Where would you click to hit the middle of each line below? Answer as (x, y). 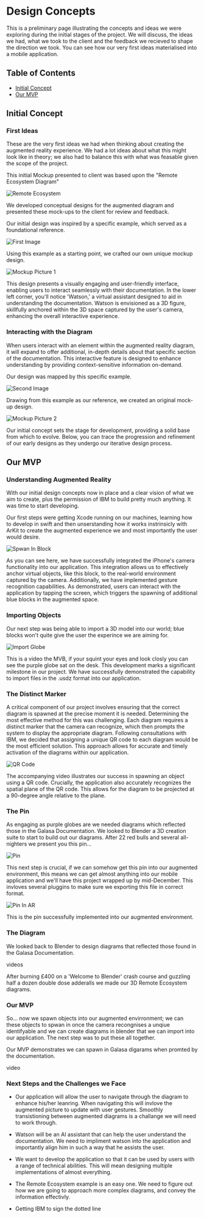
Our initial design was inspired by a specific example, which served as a (97, 224)
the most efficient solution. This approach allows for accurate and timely (97, 746)
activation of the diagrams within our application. (68, 752)
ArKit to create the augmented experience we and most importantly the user (102, 531)
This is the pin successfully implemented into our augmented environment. (100, 917)
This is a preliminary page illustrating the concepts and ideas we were (94, 28)
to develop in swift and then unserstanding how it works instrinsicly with (97, 524)
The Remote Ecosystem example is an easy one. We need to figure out (104, 1184)
